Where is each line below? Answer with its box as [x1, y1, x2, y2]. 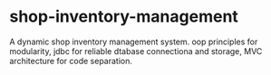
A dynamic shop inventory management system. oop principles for [9, 36, 258, 47]
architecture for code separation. [9, 55, 133, 66]
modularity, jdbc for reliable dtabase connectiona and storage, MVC [9, 45, 263, 56]
